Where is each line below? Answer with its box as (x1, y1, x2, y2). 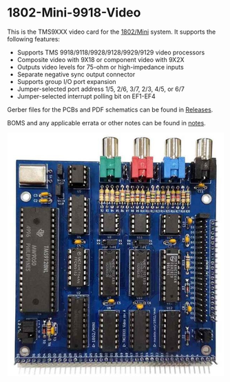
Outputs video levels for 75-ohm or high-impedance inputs (17, 63, 184, 71)
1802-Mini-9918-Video (7, 5, 141, 21)
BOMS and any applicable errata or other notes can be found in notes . (7, 118, 207, 127)
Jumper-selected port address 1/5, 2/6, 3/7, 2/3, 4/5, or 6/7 (17, 85, 185, 93)
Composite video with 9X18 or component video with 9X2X (17, 55, 185, 63)
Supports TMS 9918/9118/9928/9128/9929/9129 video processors (17, 48, 205, 56)
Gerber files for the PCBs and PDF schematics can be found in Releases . (7, 105, 213, 114)
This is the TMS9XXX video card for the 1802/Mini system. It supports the (7, 28, 216, 36)
